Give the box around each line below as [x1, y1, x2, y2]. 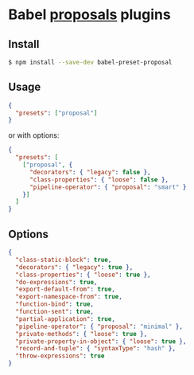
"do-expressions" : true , [15, 278, 98, 286]
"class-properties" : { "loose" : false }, [29, 175, 169, 184]
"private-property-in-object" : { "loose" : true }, [15, 337, 187, 346]
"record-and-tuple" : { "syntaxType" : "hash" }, [15, 345, 177, 353]
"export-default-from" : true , [15, 285, 115, 294]
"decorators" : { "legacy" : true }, [15, 263, 134, 271]
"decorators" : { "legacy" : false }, [29, 168, 151, 176]
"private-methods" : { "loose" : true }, [15, 330, 148, 338]
